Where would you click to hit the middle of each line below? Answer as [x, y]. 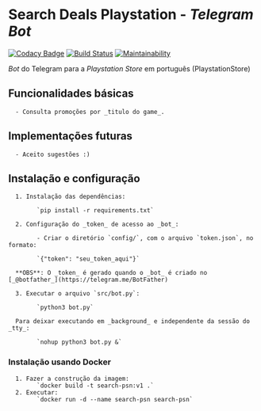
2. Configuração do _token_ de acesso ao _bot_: [97, 225]
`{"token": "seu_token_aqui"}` [88, 259]
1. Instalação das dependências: [71, 197]
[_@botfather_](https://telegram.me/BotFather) [88, 280]
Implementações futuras [71, 136]
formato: [23, 245]
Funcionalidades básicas [71, 94]
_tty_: [19, 329]
